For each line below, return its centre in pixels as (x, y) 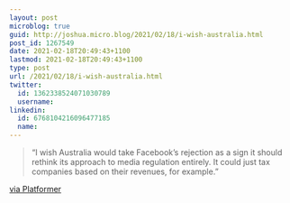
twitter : (26, 85)
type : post (30, 69)
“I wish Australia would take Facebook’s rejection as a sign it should (157, 152)
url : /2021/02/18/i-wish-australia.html (86, 77)
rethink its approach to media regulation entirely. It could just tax (150, 162)
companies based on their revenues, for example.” (125, 171)
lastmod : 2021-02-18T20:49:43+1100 (76, 60)
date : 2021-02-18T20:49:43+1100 (70, 51)
